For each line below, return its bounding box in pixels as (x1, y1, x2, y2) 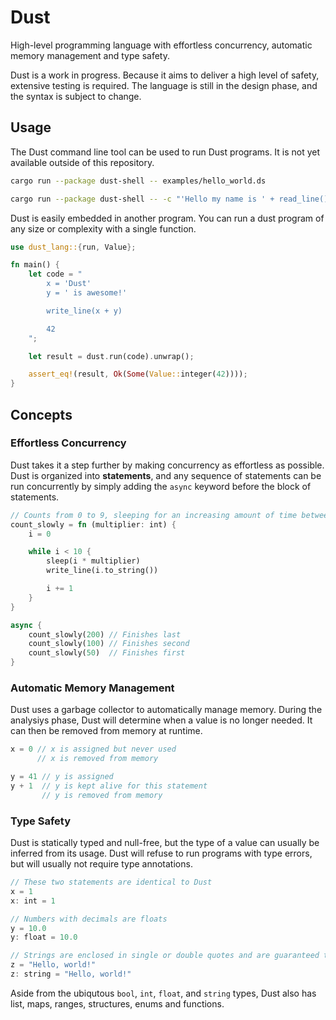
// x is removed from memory (36, 754, 159, 764)
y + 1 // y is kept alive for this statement (10, 781, 208, 791)
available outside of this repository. (10, 156, 155, 168)
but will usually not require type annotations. (10, 858, 193, 870)
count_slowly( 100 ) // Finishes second (28, 639, 190, 649)
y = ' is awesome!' (46, 288, 128, 298)
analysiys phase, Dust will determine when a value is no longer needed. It (10, 714, 313, 726)
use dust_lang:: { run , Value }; (10, 242, 137, 252)
